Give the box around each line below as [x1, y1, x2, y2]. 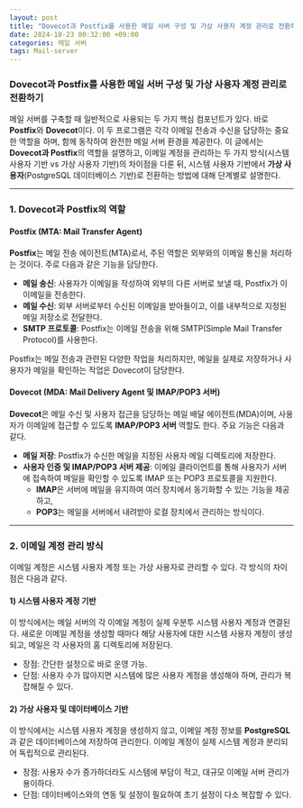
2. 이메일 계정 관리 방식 [9, 540, 104, 552]
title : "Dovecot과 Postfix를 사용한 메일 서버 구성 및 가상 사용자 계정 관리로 [9, 22, 275, 31]
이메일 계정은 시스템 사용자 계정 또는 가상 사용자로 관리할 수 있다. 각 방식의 [9, 562, 271, 573]
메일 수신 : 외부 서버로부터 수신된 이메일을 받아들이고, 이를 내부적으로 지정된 [22, 300, 287, 311]
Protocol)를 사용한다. [22, 334, 98, 345]
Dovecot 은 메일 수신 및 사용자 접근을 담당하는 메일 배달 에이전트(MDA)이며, [9, 408, 277, 419]
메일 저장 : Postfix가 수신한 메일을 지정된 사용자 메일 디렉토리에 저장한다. [22, 449, 277, 460]
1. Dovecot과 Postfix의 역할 [9, 204, 126, 216]
